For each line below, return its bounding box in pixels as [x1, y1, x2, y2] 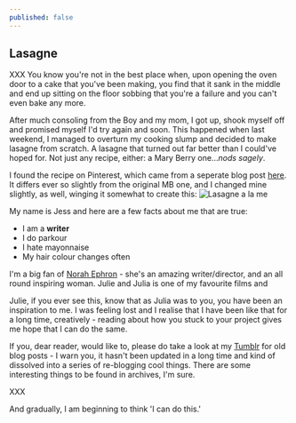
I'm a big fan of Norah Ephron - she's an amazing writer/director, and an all [9, 268, 284, 280]
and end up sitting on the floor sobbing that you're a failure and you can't [9, 88, 277, 99]
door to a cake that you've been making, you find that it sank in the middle [9, 79, 281, 90]
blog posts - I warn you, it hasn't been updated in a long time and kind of [9, 350, 276, 361]
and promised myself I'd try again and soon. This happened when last [9, 124, 265, 135]
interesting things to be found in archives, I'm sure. [9, 370, 196, 380]
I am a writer [21, 223, 69, 234]
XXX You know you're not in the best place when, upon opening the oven [9, 69, 277, 80]
